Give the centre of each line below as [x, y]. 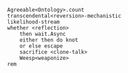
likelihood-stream [33, 22]
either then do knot [49, 40]
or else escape [41, 46]
